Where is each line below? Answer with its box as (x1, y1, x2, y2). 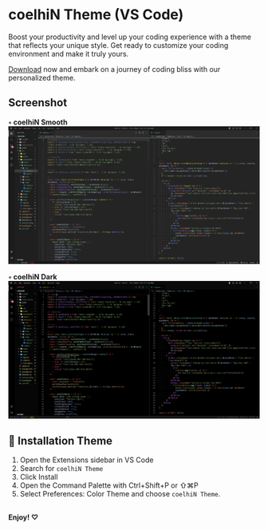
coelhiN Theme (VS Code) (8, 6, 184, 24)
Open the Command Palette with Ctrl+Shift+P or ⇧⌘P (19, 481, 199, 490)
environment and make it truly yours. (8, 49, 129, 58)
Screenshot (8, 96, 68, 109)
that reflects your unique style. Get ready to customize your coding (8, 40, 229, 49)
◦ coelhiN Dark (8, 271, 57, 281)
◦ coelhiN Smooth (8, 117, 68, 127)
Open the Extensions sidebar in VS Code (19, 455, 154, 465)
